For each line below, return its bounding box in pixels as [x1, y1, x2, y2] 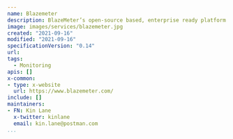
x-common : [7, 74, 36, 82]
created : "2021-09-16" [7, 29, 73, 37]
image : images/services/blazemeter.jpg [7, 23, 123, 30]
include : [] [7, 95, 42, 101]
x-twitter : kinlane [13, 113, 70, 120]
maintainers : [7, 101, 45, 108]
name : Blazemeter [7, 10, 58, 17]
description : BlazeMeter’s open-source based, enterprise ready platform [7, 17, 227, 24]
